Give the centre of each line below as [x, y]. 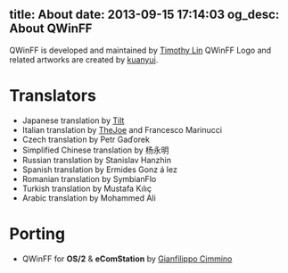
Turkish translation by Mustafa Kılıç [86, 188]
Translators [53, 95]
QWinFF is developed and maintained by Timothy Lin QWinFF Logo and [140, 50]
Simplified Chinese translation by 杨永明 [95, 150]
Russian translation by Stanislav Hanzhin [97, 160]
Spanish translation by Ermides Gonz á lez [100, 170]
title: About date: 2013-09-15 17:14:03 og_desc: [144, 15]
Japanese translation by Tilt [73, 120]
